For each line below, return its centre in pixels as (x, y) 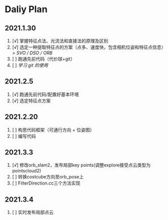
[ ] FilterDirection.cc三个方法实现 (46, 183)
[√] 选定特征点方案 (31, 100)
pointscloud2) (27, 171)
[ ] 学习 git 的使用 (30, 65)
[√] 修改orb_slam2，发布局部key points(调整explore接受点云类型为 (81, 165)
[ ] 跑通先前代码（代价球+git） (44, 59)
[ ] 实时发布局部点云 (33, 212)
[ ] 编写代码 (24, 136)
